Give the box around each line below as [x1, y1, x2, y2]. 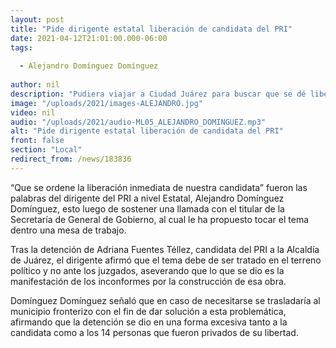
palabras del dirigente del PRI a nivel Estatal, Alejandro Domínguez [10, 192, 285, 204]
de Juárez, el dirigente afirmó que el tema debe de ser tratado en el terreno [10, 254, 322, 266]
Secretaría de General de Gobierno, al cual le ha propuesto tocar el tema [10, 213, 310, 225]
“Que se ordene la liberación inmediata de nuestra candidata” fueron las [10, 181, 308, 193]
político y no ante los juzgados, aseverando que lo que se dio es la [10, 264, 285, 276]
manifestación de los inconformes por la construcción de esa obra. [10, 275, 287, 287]
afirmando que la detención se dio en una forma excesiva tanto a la [10, 316, 288, 328]
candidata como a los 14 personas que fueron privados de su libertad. [10, 326, 299, 338]
